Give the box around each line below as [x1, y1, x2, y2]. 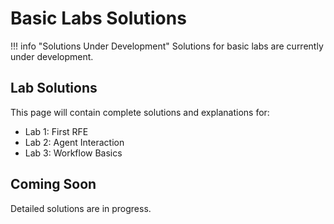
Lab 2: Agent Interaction [24, 136, 125, 148]
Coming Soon [10, 176, 97, 193]
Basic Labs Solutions [10, 7, 187, 30]
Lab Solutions [10, 80, 98, 97]
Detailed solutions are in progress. [10, 202, 152, 214]
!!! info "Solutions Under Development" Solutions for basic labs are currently [10, 40, 324, 52]
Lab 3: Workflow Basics [24, 147, 123, 159]
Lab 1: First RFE [24, 125, 89, 137]
